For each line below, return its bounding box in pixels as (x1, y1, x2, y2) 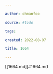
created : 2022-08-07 (5, 37, 47, 43)
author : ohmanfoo (5, 11, 40, 16)
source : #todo (5, 20, 34, 25)
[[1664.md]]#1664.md (5, 64, 48, 70)
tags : (5, 29, 16, 34)
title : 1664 (5, 46, 29, 51)
